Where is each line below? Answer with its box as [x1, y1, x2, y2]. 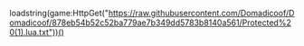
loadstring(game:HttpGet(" [9, 8, 109, 18]
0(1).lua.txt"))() [9, 27, 65, 37]
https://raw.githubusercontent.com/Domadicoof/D [108, 8, 295, 18]
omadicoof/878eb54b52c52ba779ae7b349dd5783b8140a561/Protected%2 [9, 17, 291, 28]
